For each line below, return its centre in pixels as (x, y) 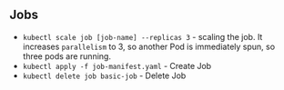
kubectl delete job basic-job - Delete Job (104, 75)
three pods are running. (67, 56)
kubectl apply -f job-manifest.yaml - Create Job (117, 65)
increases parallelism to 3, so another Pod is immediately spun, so (149, 46)
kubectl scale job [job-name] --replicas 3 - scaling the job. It (142, 36)
